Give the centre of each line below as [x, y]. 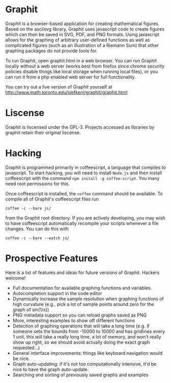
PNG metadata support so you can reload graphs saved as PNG [80, 315]
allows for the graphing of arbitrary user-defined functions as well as [78, 40]
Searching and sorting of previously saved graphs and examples [80, 375]
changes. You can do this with [37, 229]
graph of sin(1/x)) [31, 309]
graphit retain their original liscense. [43, 132]
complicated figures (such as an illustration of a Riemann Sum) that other [82, 45]
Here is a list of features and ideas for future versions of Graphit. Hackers [82, 273]
